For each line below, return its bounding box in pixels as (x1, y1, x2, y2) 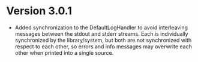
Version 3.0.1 (6, 4, 72, 18)
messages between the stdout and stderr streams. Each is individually (14, 30, 188, 37)
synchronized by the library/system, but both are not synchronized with (14, 36, 192, 44)
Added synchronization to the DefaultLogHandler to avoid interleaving (14, 24, 188, 31)
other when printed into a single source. (14, 49, 114, 56)
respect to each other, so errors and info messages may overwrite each (14, 43, 192, 50)
